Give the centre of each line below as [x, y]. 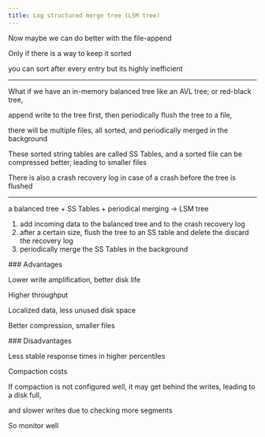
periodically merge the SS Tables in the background [104, 248]
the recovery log [46, 241]
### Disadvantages [40, 341]
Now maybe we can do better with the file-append [90, 38]
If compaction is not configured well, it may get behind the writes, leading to [132, 387]
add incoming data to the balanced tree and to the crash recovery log [132, 224]
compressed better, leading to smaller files [78, 162]
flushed [21, 185]
